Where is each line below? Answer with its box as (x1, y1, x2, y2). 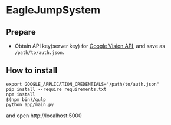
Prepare (6, 27, 37, 37)
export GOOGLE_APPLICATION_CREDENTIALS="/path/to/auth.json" (6, 81, 160, 87)
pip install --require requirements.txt (6, 86, 107, 92)
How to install (6, 66, 58, 76)
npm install (6, 92, 35, 97)
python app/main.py (6, 102, 54, 107)
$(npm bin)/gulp (6, 96, 46, 103)
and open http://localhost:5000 (6, 112, 82, 119)
